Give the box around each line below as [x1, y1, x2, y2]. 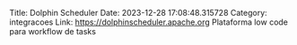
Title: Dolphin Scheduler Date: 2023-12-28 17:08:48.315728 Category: [9, 8, 267, 18]
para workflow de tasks [9, 26, 97, 36]
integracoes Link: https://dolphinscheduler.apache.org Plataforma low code [9, 17, 289, 27]
